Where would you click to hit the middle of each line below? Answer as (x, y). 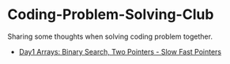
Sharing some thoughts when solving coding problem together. (110, 36)
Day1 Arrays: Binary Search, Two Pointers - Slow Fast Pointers (120, 51)
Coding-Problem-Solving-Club (111, 15)
